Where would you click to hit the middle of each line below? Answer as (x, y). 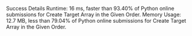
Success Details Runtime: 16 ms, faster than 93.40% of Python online (90, 8)
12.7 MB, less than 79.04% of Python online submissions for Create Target (96, 21)
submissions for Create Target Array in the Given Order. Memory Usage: (94, 15)
